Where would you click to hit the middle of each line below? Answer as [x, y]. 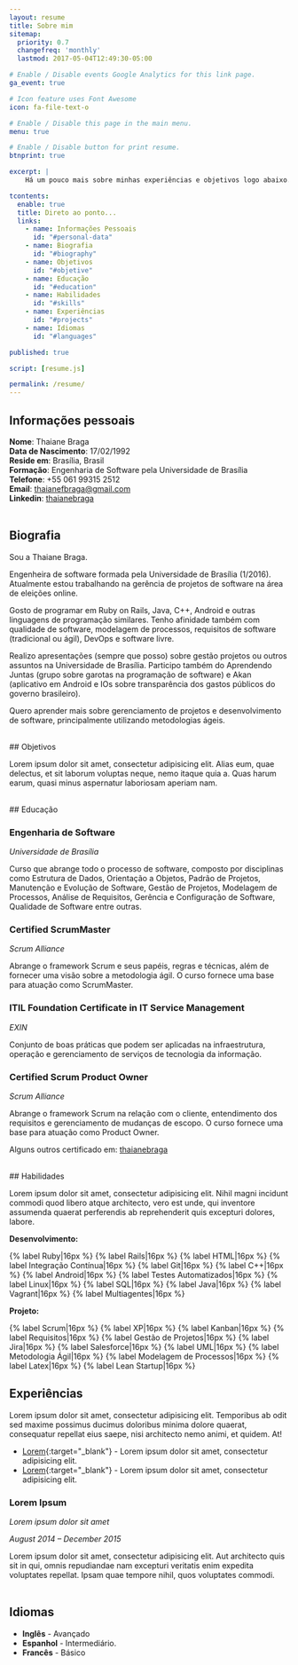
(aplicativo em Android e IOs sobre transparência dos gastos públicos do [142, 683]
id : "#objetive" [63, 270]
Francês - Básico [54, 1653]
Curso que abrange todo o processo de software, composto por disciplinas [146, 869]
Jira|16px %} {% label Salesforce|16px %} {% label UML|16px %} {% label [144, 1346]
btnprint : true [37, 156]
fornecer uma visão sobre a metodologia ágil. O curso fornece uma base [142, 975]
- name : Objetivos [59, 262]
